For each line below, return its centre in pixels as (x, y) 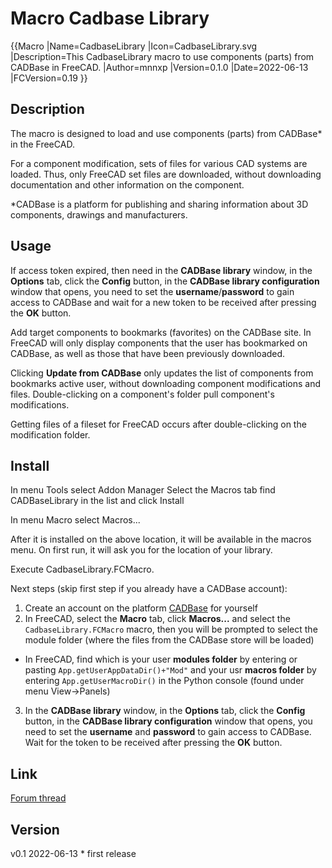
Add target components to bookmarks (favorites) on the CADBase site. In (161, 332)
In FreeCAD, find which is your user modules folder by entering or (161, 659)
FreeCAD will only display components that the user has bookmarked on (159, 343)
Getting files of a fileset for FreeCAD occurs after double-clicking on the (158, 424)
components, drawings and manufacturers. (99, 214)
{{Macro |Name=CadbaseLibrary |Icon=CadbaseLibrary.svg (134, 46)
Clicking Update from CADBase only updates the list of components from (162, 373)
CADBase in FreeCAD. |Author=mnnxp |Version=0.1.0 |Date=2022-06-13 (159, 67)
